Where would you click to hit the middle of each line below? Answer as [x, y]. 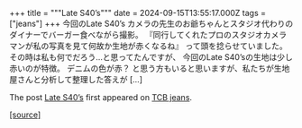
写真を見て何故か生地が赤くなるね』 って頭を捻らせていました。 [168, 46]
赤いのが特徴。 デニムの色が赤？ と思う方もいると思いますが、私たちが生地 [150, 68]
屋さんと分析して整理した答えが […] [76, 79]
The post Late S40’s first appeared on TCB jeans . [101, 97]
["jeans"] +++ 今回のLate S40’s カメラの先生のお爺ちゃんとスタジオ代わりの [151, 23]
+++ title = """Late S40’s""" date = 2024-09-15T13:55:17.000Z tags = [138, 13]
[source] [25, 115]
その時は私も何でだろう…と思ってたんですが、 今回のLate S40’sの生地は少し [151, 57]
